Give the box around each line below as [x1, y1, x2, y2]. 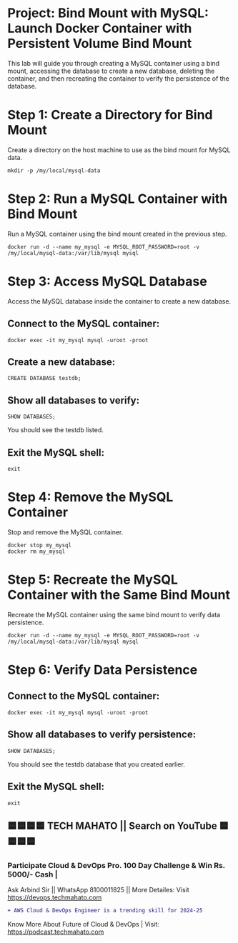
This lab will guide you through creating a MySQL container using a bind [7, 59, 220, 67]
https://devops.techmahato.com [7, 893, 102, 902]
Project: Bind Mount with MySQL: [7, 5, 209, 21]
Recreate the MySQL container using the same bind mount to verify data [7, 610, 221, 619]
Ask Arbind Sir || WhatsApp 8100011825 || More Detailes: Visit [7, 886, 189, 894]
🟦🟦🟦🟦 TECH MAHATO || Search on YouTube [7, 819, 218, 832]
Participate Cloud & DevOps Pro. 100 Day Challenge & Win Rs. [7, 860, 225, 870]
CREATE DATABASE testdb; [7, 375, 81, 382]
